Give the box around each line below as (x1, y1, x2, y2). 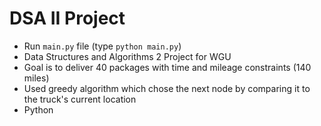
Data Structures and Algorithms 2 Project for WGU (23, 50, 232, 62)
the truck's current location (23, 93, 137, 105)
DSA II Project (9, 7, 126, 30)
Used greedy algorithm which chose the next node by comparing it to (23, 82, 311, 94)
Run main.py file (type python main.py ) (23, 40, 182, 52)
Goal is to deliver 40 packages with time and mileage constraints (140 (23, 61, 312, 73)
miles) (23, 72, 50, 84)
